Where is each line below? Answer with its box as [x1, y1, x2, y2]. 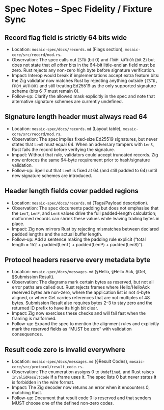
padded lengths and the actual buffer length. [11, 231, 103, 237]
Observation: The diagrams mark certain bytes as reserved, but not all [11, 279, 154, 285]
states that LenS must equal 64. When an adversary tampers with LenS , [11, 141, 154, 147]
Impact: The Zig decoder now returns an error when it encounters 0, [11, 384, 150, 390]
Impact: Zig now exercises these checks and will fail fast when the [11, 310, 146, 316]
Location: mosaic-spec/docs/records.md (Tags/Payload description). [11, 200, 149, 205]
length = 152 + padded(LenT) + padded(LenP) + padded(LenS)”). [11, 241, 144, 247]
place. [11, 221, 25, 227]
